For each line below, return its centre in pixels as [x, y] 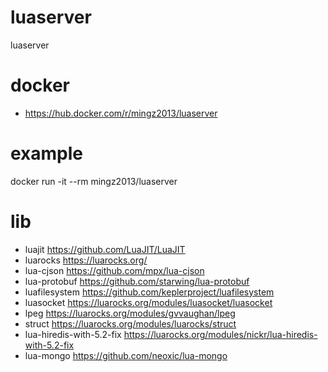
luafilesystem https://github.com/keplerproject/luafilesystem [149, 292]
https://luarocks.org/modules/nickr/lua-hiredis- [220, 334]
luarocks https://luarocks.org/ [86, 260]
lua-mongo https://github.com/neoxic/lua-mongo [126, 355]
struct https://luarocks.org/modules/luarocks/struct [130, 323]
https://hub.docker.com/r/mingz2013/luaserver [121, 113]
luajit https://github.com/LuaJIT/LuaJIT [105, 249]
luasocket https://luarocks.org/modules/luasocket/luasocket [148, 302]
